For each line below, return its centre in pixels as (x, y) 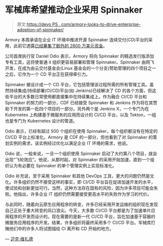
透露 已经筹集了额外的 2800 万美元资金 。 (67, 46)
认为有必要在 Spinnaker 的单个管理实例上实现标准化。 (63, 166)
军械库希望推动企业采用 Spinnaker (74, 10)
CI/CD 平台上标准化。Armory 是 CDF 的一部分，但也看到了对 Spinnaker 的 (79, 137)
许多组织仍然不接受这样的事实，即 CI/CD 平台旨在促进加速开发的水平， (84, 182)
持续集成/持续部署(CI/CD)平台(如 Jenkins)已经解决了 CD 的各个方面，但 (81, 91)
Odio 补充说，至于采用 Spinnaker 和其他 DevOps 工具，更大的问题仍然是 (78, 176)
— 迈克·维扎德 (19, 239)
